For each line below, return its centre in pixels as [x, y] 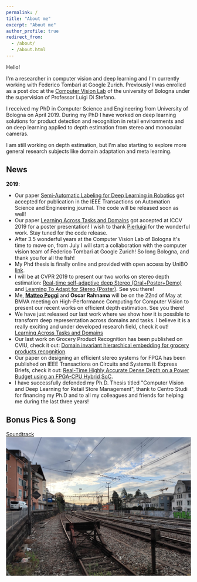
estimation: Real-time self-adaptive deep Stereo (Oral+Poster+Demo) [98, 283]
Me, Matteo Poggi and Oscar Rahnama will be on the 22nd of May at [98, 295]
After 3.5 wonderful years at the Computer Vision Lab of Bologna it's [97, 239]
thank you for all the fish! [45, 257]
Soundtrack [20, 434]
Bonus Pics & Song [41, 420]
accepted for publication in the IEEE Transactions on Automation [92, 201]
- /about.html [28, 50]
